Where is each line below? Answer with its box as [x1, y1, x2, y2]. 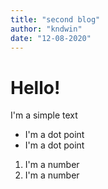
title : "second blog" [10, 14, 101, 25]
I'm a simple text [10, 109, 78, 121]
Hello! [10, 76, 61, 99]
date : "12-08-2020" [10, 33, 92, 43]
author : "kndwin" [10, 24, 83, 34]
